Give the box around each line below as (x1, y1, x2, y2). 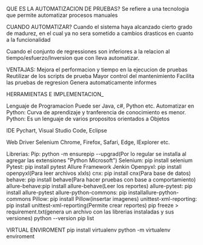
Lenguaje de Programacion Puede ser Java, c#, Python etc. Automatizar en (6, 102, 195, 109)
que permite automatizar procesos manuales (6, 11, 118, 19)
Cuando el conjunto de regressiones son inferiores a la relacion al (6, 48, 170, 55)
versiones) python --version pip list (6, 215, 95, 221)
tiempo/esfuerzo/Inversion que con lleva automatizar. (6, 54, 139, 61)
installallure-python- (128, 189, 179, 196)
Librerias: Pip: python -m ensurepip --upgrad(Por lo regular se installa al (6, 151, 187, 157)
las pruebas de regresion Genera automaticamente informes (6, 79, 157, 86)
